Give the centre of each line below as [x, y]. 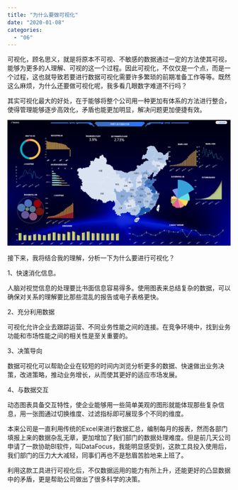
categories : [25, 30]
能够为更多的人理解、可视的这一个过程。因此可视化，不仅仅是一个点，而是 [116, 68]
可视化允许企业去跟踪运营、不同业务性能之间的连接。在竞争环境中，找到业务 [119, 326]
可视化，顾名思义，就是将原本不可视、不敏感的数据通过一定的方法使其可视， [119, 59]
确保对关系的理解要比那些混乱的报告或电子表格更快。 [85, 297]
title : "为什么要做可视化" [43, 15]
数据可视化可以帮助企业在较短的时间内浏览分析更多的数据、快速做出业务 [113, 365]
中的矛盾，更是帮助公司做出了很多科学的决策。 [75, 479]
